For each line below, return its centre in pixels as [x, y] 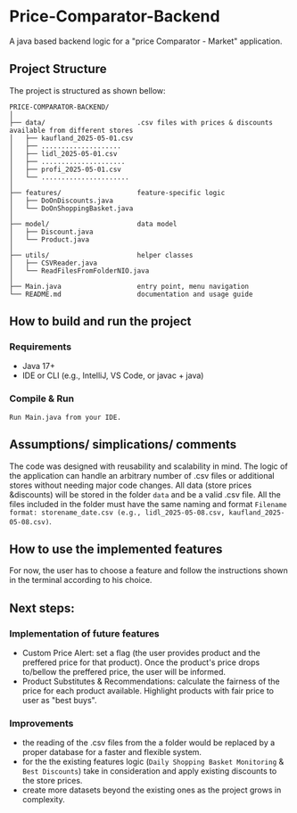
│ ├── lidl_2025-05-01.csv [63, 153]
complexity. [43, 800]
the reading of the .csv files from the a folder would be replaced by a [148, 743]
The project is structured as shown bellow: [88, 90]
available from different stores [71, 130]
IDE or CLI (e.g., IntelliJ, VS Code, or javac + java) [113, 375]
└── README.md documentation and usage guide [131, 294]
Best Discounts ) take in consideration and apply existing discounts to [149, 771]
